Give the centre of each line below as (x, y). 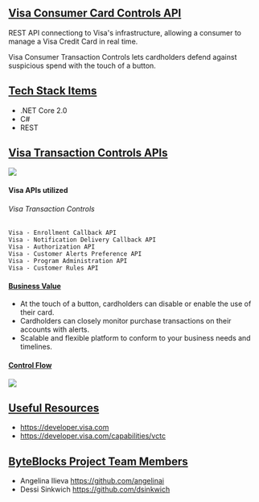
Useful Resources (54, 408)
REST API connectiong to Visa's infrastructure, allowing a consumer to (125, 32)
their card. (37, 312)
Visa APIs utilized (38, 190)
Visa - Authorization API (51, 247)
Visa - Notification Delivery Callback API (82, 240)
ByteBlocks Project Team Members (99, 461)
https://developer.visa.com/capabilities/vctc (93, 436)
